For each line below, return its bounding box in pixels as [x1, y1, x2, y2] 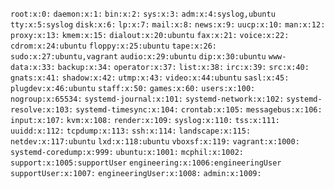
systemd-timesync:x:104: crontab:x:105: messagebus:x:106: [75, 105, 323, 115]
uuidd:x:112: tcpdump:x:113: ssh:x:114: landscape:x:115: [10, 126, 252, 136]
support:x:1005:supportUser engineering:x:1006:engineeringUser [10, 158, 282, 168]
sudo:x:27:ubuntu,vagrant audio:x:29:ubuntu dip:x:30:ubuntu [10, 52, 267, 62]
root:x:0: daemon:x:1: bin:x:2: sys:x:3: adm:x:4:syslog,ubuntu [10, 9, 276, 19]
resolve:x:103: [10, 105, 74, 115]
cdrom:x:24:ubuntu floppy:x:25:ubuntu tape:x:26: [10, 41, 218, 51]
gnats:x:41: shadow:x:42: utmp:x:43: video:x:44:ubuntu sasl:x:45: [10, 73, 290, 83]
